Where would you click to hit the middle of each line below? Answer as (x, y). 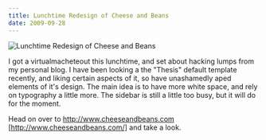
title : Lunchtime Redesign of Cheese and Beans (89, 16)
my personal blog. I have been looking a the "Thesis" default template (123, 69)
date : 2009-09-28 (37, 23)
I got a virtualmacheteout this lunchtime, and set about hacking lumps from (131, 61)
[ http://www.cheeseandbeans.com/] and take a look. (95, 127)
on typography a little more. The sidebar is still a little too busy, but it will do (132, 95)
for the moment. (35, 103)
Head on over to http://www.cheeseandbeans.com (92, 119)
